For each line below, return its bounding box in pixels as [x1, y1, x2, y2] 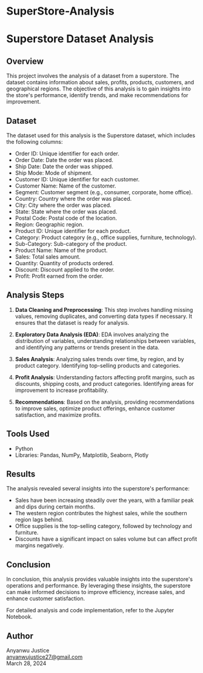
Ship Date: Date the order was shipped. [15, 163, 113, 170]
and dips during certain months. [15, 503, 95, 510]
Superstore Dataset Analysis [6, 32, 155, 46]
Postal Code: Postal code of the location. [15, 214, 118, 222]
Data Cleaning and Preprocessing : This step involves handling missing [15, 306, 193, 313]
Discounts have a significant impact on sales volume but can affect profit [15, 535, 198, 543]
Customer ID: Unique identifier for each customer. [15, 176, 140, 183]
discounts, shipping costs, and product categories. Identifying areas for [15, 380, 194, 387]
